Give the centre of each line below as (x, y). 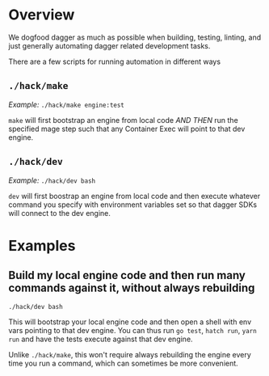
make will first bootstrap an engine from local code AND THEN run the (123, 120)
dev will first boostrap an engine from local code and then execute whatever (134, 196)
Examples (42, 245)
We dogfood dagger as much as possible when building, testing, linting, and (134, 37)
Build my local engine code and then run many (127, 275)
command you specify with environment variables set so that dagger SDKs (132, 205)
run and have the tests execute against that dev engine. (101, 339)
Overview (42, 15)
